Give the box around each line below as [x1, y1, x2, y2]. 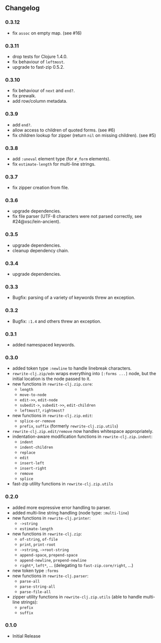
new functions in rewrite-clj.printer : [12, 515, 91, 521]
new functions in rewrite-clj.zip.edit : [12, 413, 93, 419]
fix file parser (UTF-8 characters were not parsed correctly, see [12, 214, 142, 219]
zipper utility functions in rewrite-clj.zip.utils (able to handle [12, 594, 142, 600]
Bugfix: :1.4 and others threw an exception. [12, 318, 102, 324]
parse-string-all [19, 584, 56, 589]
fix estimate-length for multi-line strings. [12, 161, 96, 167]
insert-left [19, 461, 44, 466]
